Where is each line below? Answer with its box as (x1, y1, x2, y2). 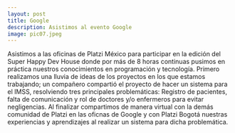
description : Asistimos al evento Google (7, 23, 132, 31)
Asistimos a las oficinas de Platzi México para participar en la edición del (7, 50, 221, 58)
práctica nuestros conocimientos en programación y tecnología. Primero (7, 65, 220, 73)
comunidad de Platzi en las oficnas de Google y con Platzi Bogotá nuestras (7, 110, 228, 119)
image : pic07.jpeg (7, 30, 62, 38)
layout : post (7, 10, 46, 18)
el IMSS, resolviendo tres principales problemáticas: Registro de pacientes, (7, 87, 228, 96)
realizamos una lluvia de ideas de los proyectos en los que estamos (7, 73, 206, 81)
